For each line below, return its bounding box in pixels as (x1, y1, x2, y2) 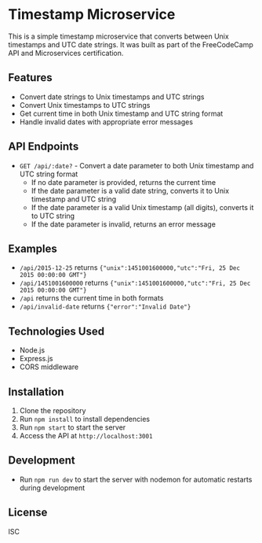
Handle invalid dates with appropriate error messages (19, 116, 194, 127)
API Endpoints (8, 140, 79, 153)
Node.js (19, 345, 45, 355)
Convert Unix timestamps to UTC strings (19, 100, 151, 109)
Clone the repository (19, 406, 86, 415)
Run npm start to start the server (19, 423, 126, 432)
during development (19, 482, 86, 493)
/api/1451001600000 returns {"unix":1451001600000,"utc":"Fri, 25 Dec (19, 278, 251, 288)
